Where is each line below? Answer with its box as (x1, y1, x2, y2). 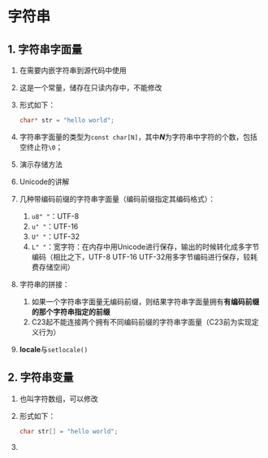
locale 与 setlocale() (19, 344, 89, 354)
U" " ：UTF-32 (31, 231, 80, 241)
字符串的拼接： (19, 279, 70, 289)
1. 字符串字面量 (7, 42, 83, 56)
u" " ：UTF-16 (31, 221, 79, 231)
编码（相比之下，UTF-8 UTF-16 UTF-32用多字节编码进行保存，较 (31, 251, 251, 261)
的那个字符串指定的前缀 (31, 307, 110, 316)
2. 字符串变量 (7, 371, 74, 385)
